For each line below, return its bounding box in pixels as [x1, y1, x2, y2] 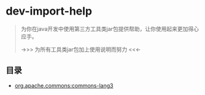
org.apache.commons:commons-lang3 [14, 82, 114, 89]
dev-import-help [6, 4, 93, 18]
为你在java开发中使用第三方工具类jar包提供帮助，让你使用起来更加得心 [20, 25, 199, 32]
